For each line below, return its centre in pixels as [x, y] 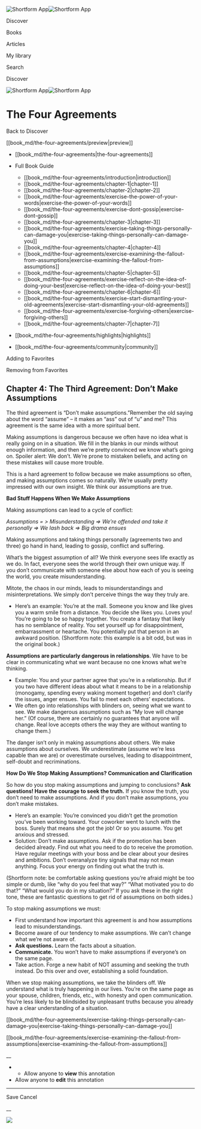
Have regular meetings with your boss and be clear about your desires [101, 853]
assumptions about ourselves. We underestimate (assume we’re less [91, 748]
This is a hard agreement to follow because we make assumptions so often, [99, 474]
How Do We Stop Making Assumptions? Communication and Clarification [99, 773]
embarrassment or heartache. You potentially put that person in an [97, 631]
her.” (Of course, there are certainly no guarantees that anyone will [97, 718]
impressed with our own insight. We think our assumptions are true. [89, 486]
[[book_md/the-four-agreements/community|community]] [86, 346]
